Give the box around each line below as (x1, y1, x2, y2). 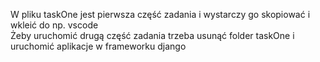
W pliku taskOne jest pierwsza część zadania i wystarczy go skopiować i (10, 9, 311, 20)
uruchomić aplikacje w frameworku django (10, 40, 187, 52)
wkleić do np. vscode (10, 19, 99, 31)
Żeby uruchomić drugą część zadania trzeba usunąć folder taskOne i (10, 30, 295, 41)
